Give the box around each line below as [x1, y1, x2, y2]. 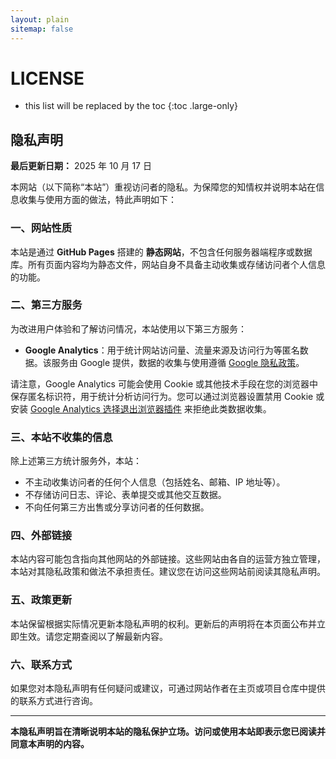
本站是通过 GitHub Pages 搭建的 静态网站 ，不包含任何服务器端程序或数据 [10, 246, 313, 258]
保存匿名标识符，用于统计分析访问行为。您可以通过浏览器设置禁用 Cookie [10, 390, 314, 402]
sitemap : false [10, 24, 74, 34]
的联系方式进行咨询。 [10, 695, 98, 707]
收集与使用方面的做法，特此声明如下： [18, 194, 177, 206]
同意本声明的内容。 [10, 738, 90, 750]
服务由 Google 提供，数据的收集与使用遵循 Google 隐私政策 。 [51, 356, 305, 368]
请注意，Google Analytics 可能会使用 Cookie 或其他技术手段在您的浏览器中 [10, 377, 319, 390]
